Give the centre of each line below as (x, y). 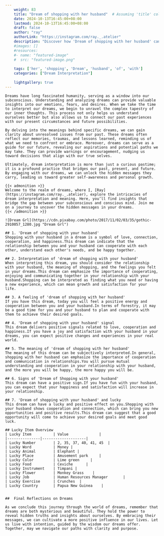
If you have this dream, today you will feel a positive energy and (76, 302)
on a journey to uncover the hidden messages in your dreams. (70, 207)
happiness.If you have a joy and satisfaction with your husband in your (82, 331)
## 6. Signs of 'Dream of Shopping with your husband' (62, 378)
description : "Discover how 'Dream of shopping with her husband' (83, 42)
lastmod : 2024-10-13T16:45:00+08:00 (51, 23)
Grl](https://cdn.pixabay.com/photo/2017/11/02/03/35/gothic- (87, 220)
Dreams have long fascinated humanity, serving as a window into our (77, 96)
